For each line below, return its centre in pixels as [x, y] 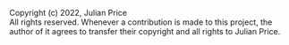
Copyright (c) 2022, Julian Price [68, 13]
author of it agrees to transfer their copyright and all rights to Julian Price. [145, 31]
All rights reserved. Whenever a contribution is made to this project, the [141, 22]
